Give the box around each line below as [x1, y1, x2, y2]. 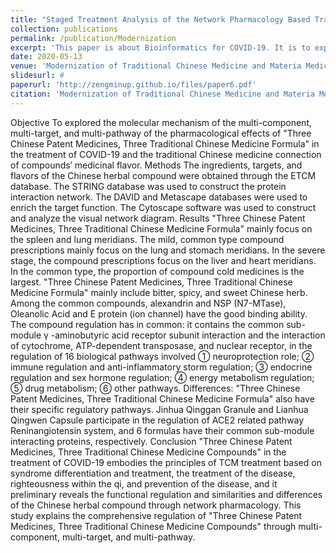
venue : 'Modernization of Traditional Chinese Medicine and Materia [10, 61, 302, 71]
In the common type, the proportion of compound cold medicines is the [10, 265, 305, 277]
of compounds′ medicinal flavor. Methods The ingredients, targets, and [10, 159, 303, 171]
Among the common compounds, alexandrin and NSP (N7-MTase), [10, 297, 287, 309]
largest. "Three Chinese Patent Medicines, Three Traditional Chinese [10, 276, 293, 288]
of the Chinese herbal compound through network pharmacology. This [10, 499, 302, 511]
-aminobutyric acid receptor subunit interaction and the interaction [50, 329, 326, 341]
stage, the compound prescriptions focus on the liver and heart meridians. [10, 254, 317, 266]
